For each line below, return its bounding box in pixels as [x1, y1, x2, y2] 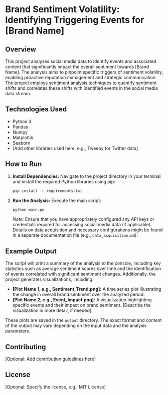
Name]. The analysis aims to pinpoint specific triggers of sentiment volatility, [5, 69, 163, 75]
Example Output [5, 247, 57, 255]
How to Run [5, 160, 42, 168]
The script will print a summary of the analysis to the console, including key [5, 260, 161, 267]
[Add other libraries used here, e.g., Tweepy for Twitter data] [12, 145, 138, 151]
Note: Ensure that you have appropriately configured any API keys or [12, 216, 154, 222]
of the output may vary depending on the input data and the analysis [5, 322, 147, 328]
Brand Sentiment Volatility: [5, 4, 120, 15]
